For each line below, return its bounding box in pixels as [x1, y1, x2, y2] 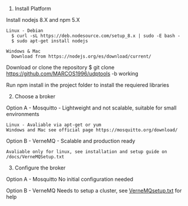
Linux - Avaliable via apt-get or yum [6, 122, 101, 128]
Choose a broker [14, 93, 56, 99]
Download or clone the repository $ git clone [6, 64, 115, 71]
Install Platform [14, 5, 51, 12]
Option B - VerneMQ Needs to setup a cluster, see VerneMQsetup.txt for [6, 187, 182, 194]
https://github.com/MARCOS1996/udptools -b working [6, 70, 138, 77]
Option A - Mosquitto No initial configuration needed [6, 176, 134, 182]
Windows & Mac [6, 48, 41, 54]
